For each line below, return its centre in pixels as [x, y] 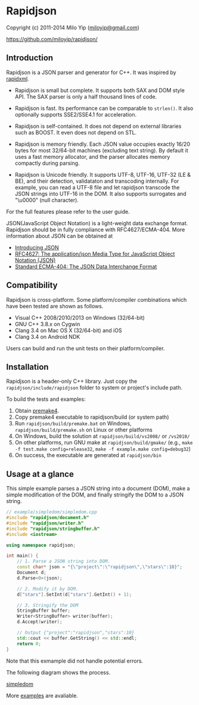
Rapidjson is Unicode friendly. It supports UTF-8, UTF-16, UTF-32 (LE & [103, 174]
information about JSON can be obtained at [60, 236]
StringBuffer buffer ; [43, 611]
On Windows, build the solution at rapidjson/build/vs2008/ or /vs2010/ [102, 436]
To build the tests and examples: [46, 399]
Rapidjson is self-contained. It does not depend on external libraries [98, 126]
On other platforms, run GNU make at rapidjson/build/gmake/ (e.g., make [104, 443]
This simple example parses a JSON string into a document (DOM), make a [98, 489]
